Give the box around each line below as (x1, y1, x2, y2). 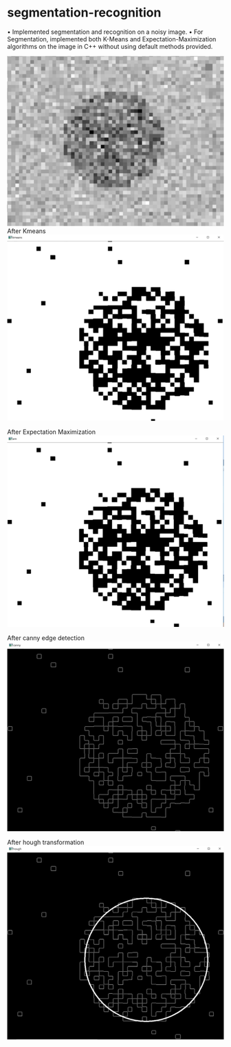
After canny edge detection (7, 633, 85, 642)
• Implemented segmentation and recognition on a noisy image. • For (7, 28, 203, 36)
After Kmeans (7, 226, 46, 235)
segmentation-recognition (7, 5, 162, 21)
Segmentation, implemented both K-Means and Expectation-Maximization (7, 34, 217, 43)
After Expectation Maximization (7, 428, 96, 436)
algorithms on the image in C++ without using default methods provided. (7, 42, 213, 50)
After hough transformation (7, 838, 85, 846)
